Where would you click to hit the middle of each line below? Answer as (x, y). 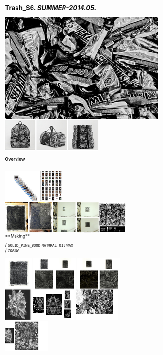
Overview (15, 159)
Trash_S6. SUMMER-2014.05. (51, 8)
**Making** (17, 236)
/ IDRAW (12, 250)
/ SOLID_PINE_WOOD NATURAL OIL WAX (39, 245)
